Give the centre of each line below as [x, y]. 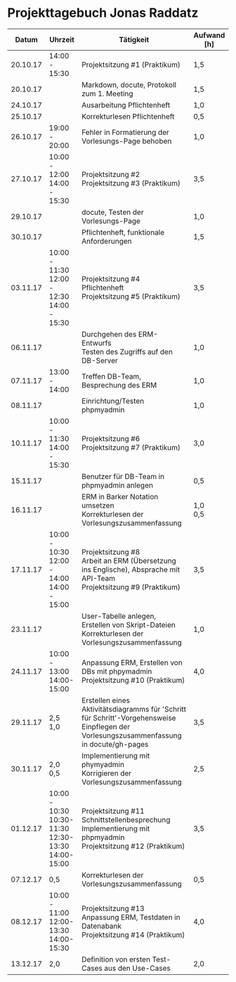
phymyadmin [103, 764]
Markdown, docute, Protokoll [129, 84]
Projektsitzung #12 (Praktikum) [133, 846]
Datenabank [101, 926]
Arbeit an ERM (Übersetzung [129, 561]
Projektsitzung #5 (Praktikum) [131, 296]
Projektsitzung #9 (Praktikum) [131, 587]
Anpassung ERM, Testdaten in [131, 917]
